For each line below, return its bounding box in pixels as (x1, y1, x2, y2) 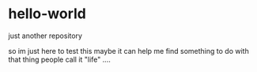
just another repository (8, 31, 83, 40)
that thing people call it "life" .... (8, 55, 111, 64)
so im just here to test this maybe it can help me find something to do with (8, 46, 249, 55)
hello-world (8, 5, 87, 23)
